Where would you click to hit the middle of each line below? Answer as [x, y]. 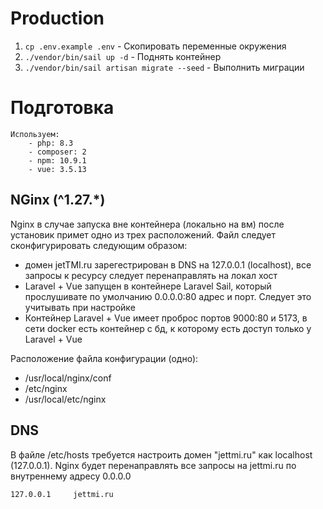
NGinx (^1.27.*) [58, 200]
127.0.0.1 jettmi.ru [62, 494]
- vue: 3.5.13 [57, 169]
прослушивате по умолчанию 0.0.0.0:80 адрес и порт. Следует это [168, 296]
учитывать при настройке [80, 307]
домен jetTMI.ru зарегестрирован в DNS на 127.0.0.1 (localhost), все [168, 264]
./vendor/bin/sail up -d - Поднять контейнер [123, 56]
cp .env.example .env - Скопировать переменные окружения [155, 46]
